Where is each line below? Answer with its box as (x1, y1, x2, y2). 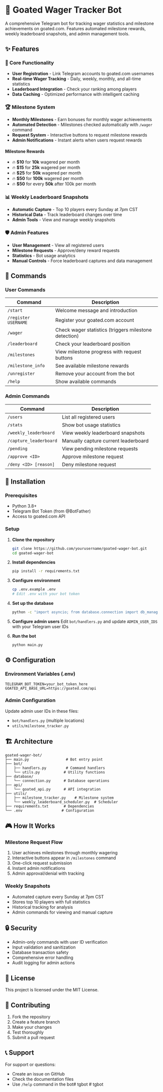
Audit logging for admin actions (12, 960, 75, 966)
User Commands (5, 286, 46, 293)
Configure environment (12, 578, 61, 583)
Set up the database (12, 600, 54, 606)
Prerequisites (5, 492, 37, 499)
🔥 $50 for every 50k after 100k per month (12, 181, 96, 187)
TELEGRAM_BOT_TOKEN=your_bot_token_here (5, 682, 88, 687)
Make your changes (12, 1024, 52, 1030)
